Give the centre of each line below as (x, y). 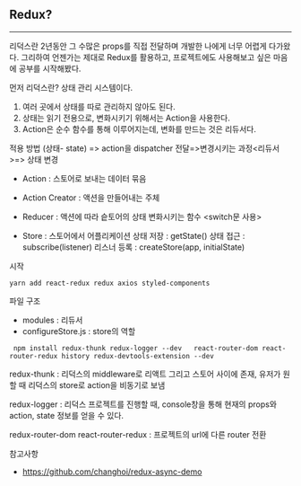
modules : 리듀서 (52, 320)
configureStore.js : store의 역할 (79, 331)
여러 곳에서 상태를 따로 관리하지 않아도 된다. (99, 106)
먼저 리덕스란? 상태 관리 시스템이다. (71, 87)
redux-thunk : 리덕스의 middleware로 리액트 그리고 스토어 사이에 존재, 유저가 (145, 374)
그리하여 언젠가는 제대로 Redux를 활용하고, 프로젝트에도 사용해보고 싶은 (146, 57)
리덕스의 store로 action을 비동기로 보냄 (97, 384)
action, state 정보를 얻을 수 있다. (66, 415)
